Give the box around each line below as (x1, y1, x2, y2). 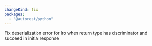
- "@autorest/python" (9, 16, 54, 21)
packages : (4, 12, 25, 17)
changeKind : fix (4, 7, 38, 12)
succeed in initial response (4, 35, 59, 41)
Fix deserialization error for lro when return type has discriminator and (4, 30, 148, 36)
